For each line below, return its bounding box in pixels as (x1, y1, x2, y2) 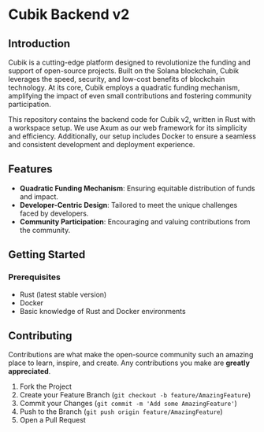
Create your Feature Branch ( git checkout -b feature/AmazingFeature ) (19, 390, 251, 400)
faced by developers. (19, 209, 89, 218)
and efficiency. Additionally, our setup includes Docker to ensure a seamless (8, 131, 256, 141)
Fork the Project (19, 382, 73, 391)
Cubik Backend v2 (8, 6, 130, 24)
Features (8, 163, 53, 176)
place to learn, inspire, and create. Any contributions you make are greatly (8, 358, 251, 367)
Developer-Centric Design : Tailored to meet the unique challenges (19, 200, 238, 209)
